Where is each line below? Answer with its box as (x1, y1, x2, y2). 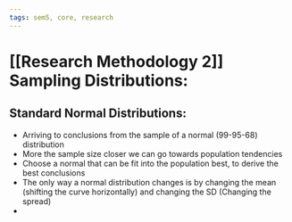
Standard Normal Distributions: (9, 106, 188, 121)
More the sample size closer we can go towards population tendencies (21, 148, 283, 159)
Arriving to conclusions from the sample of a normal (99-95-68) (21, 129, 258, 140)
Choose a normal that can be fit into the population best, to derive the (21, 158, 279, 169)
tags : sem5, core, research (9, 12, 114, 22)
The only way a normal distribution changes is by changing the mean (21, 177, 277, 187)
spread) (21, 195, 52, 206)
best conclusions (21, 167, 86, 178)
